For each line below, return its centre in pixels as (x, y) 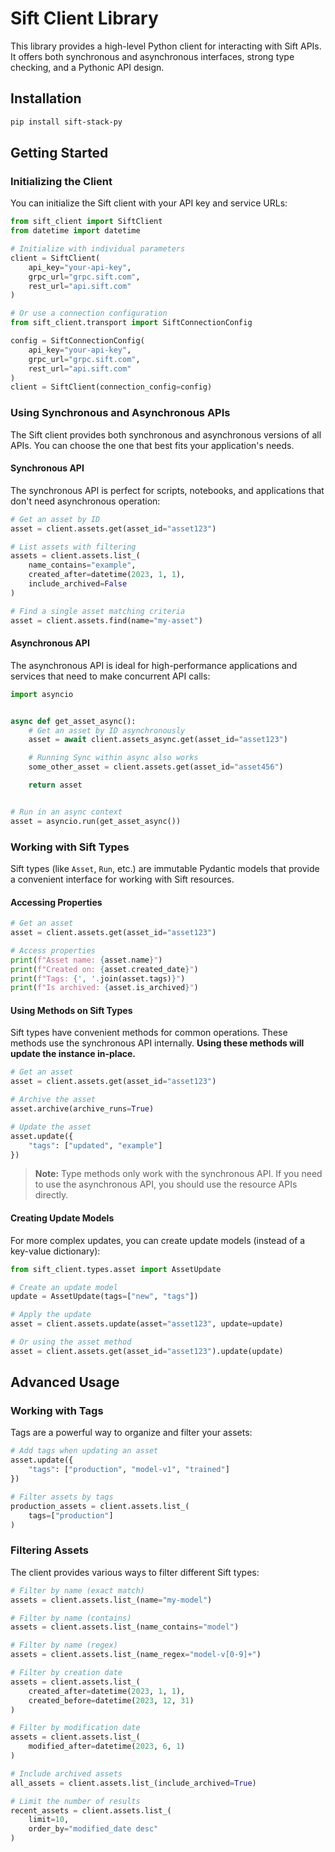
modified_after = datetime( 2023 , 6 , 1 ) (107, 1747)
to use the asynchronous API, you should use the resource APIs (166, 1184)
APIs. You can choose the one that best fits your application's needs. (152, 445)
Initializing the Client (61, 181)
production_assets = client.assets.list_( (100, 1506)
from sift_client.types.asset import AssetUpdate (116, 1269)
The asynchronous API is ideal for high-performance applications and (154, 665)
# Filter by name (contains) (71, 1618)
